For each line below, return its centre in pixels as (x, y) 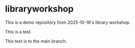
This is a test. (18, 32)
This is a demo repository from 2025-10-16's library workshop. (68, 22)
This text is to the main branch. (36, 41)
